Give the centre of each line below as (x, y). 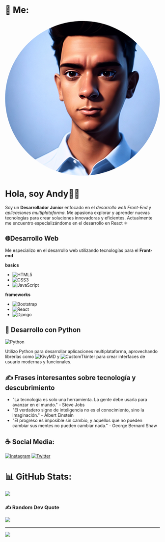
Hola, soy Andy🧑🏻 (42, 194)
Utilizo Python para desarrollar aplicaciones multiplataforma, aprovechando (82, 351)
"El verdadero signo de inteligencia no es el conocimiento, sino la (78, 410)
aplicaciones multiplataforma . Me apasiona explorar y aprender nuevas (78, 213)
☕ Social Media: (30, 442)
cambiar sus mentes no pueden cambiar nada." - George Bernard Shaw (84, 426)
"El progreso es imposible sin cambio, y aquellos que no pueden (77, 420)
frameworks (18, 295)
